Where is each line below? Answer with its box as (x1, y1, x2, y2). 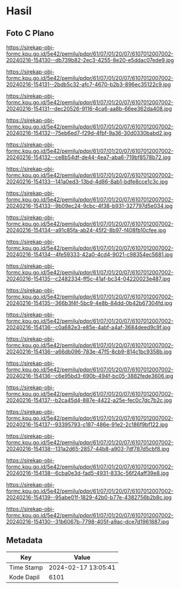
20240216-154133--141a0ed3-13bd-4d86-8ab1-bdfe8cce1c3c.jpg (6, 178, 168, 185)
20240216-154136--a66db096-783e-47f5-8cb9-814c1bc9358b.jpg (6, 348, 172, 355)
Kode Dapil (9, 573, 40, 581)
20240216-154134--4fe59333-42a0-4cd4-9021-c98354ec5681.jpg (6, 251, 173, 258)
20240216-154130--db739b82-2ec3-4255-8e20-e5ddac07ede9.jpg (6, 57, 174, 63)
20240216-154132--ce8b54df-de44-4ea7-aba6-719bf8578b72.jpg (6, 154, 171, 161)
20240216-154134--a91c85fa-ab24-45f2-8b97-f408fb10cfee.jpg (6, 227, 166, 234)
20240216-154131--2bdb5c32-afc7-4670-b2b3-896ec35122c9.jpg (6, 81, 171, 88)
